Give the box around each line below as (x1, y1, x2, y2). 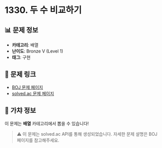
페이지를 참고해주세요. (16, 137, 60, 143)
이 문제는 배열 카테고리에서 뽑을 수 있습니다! (4, 120, 89, 126)
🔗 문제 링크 (4, 70, 37, 79)
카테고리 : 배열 (11, 42, 39, 48)
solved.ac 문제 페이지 (11, 90, 54, 97)
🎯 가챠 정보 (4, 106, 37, 115)
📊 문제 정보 (4, 26, 39, 34)
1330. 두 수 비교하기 (4, 4, 82, 16)
